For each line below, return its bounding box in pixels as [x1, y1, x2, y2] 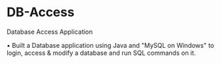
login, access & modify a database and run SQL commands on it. [6, 49, 196, 57]
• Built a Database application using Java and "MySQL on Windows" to [6, 41, 215, 49]
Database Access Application [6, 27, 93, 36]
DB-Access [6, 4, 75, 20]
